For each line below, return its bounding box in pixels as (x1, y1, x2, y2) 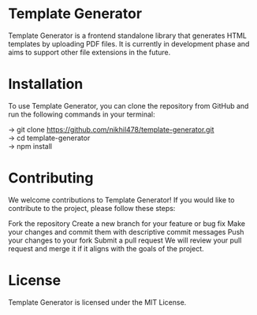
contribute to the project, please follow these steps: (8, 203, 176, 213)
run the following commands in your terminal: (8, 109, 155, 119)
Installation (8, 76, 84, 93)
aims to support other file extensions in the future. (8, 47, 171, 57)
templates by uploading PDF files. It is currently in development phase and (8, 39, 250, 48)
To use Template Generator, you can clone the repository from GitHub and (8, 101, 249, 110)
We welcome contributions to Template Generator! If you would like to (8, 195, 235, 205)
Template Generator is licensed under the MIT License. (8, 297, 187, 307)
